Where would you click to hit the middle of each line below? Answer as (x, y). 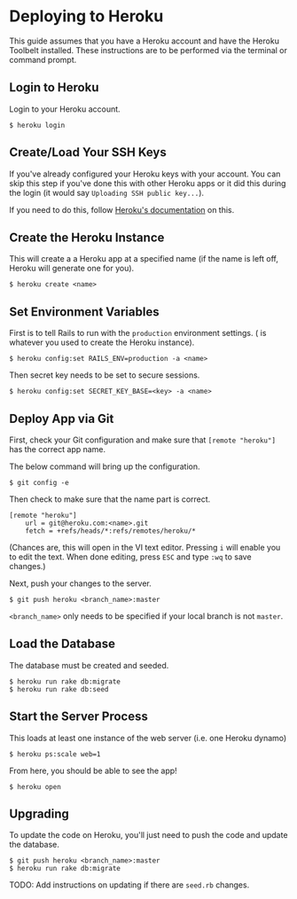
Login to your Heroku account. (65, 109)
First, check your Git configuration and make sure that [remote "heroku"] (143, 440)
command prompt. (43, 59)
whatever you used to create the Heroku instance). (102, 342)
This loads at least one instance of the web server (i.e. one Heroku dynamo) (148, 738)
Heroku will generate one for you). (72, 269)
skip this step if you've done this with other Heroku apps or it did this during (148, 183)
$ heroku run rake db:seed (59, 689)
